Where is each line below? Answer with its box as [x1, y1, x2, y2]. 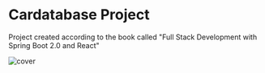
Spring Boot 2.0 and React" [8, 40, 100, 50]
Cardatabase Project [8, 6, 150, 24]
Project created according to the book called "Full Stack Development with [8, 32, 258, 42]
